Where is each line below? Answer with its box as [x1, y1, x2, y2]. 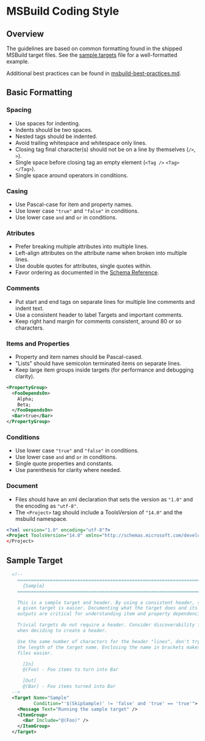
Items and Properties [6, 339, 70, 348]
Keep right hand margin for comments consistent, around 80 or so [15, 317, 182, 325]
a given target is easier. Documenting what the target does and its [17, 605, 198, 611]
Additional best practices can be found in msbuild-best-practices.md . [6, 70, 181, 77]
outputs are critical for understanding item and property [17, 611, 171, 617]
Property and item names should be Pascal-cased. [15, 353, 143, 360]
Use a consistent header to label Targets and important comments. [15, 311, 183, 319]
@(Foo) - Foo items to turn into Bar [22, 666, 119, 673]
